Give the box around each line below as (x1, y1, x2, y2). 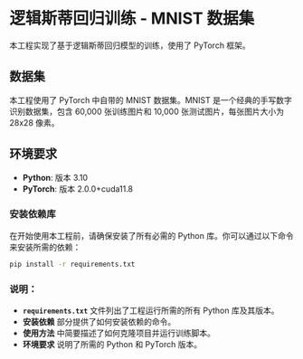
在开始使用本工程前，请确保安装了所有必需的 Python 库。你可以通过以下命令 (9, 230, 294, 241)
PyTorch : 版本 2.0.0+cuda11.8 (22, 183, 134, 194)
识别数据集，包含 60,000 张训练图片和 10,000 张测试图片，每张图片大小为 (9, 106, 285, 117)
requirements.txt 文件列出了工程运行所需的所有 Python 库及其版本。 (22, 305, 279, 316)
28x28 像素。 (9, 117, 60, 128)
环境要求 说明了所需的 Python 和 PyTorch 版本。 (22, 339, 203, 350)
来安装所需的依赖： (9, 241, 81, 252)
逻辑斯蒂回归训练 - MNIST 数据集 (9, 8, 255, 29)
